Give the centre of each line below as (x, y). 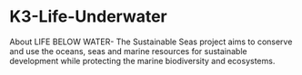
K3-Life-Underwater (88, 17)
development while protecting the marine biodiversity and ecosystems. (142, 61)
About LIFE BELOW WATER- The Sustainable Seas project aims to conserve (151, 42)
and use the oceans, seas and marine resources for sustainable (128, 51)
